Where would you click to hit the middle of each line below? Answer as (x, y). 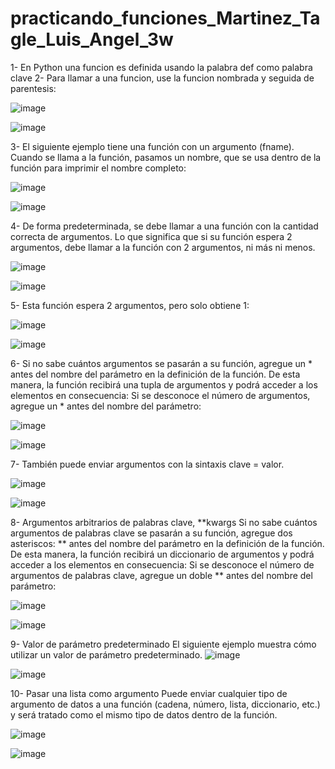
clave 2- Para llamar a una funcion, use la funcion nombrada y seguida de (162, 78)
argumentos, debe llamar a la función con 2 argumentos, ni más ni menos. (163, 247)
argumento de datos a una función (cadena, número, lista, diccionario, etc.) (165, 704)
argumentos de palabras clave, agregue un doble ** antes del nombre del (161, 575)
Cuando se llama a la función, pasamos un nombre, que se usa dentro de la (166, 157)
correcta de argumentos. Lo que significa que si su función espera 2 (151, 236)
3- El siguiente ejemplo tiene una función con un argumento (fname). (152, 146)
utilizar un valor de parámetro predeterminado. (106, 654)
